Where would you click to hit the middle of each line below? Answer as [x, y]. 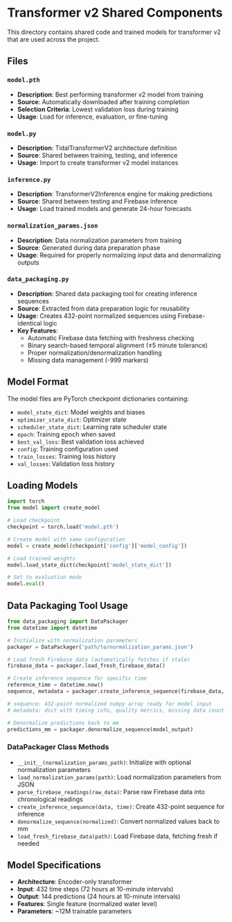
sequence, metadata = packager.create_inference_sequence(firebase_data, [116, 691]
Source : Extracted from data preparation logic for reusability [104, 308]
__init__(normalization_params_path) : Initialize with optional [104, 762]
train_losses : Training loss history [66, 456]
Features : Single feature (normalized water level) [87, 904]
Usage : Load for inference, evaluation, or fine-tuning [92, 117]
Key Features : [37, 330]
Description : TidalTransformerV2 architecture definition [97, 148]
